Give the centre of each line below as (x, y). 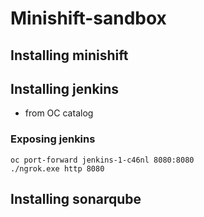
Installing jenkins (65, 88)
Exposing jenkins (53, 139)
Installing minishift (69, 55)
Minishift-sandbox (88, 18)
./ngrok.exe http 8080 (57, 168)
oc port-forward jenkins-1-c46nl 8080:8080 (102, 160)
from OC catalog (59, 113)
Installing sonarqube (76, 199)
